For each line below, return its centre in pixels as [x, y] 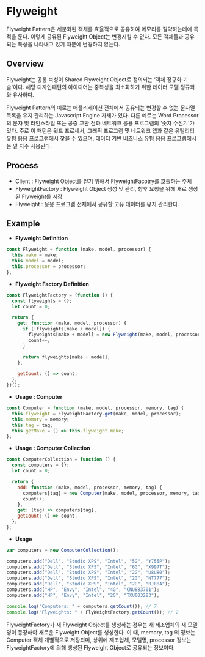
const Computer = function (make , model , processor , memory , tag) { [95, 408]
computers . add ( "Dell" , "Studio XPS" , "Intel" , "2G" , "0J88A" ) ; [88, 584]
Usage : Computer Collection [52, 448]
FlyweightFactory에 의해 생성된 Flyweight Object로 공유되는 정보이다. [91, 647]
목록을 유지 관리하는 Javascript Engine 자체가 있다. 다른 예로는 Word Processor [103, 115]
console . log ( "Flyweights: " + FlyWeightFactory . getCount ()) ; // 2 [92, 612]
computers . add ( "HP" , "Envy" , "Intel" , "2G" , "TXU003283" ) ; [83, 595]
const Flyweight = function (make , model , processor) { [79, 250]
